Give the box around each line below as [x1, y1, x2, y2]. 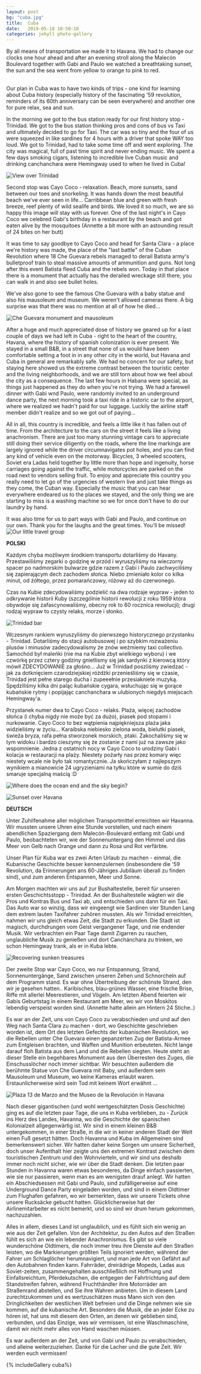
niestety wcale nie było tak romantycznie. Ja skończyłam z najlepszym [6, 758, 181, 765]
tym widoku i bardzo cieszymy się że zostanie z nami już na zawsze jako [6, 739, 186, 746]
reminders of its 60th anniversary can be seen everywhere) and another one [6, 97, 196, 105]
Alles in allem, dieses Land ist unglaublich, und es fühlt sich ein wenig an [6, 1223, 186, 1230]
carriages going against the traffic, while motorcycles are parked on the [6, 465, 184, 472]
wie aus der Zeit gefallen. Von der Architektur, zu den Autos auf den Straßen [6, 1230, 195, 1237]
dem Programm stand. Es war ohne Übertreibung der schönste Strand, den [6, 979, 192, 986]
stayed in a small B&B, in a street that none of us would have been [6, 345, 170, 352]
